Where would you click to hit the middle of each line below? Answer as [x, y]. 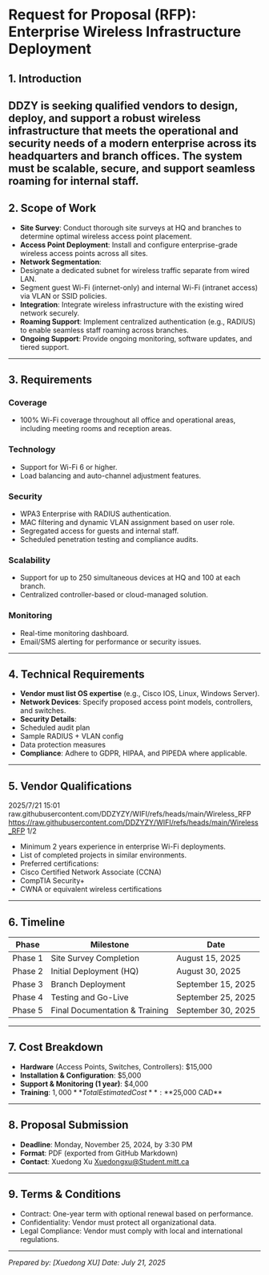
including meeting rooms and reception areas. [96, 429]
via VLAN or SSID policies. [63, 295]
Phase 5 [28, 1011]
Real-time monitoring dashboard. [74, 633]
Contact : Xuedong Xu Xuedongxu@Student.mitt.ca [104, 1161]
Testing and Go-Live [90, 997]
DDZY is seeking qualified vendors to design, [123, 106]
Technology [32, 450]
